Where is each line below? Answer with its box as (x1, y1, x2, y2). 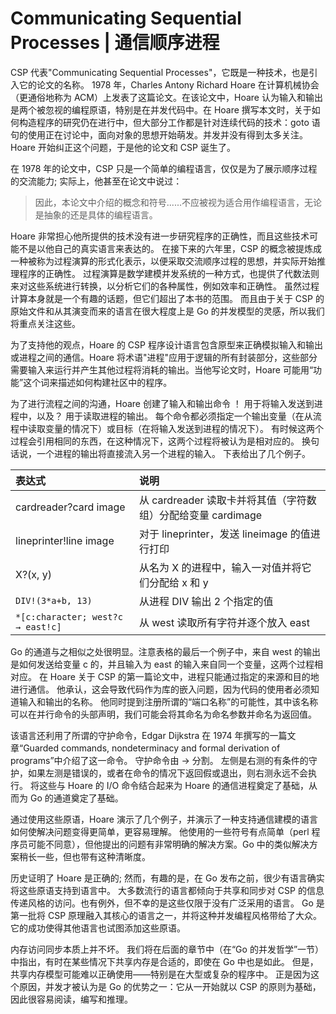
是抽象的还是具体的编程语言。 (34, 208, 158, 221)
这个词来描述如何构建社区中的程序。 (23, 376, 173, 388)
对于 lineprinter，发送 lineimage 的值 (139, 527, 311, 541)
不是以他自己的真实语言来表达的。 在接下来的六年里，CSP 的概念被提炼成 (18, 242, 323, 254)
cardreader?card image (15, 500, 126, 514)
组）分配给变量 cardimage (139, 508, 263, 522)
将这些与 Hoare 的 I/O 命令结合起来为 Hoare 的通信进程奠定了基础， (29, 779, 310, 791)
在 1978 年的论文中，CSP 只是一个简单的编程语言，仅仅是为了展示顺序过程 (10, 162, 318, 174)
